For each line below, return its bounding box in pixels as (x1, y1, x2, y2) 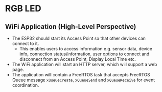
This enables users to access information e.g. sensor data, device (19, 46, 153, 51)
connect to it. (12, 41, 39, 46)
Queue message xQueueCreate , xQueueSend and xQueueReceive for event (12, 77, 155, 83)
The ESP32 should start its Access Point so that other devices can (12, 35, 146, 41)
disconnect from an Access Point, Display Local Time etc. (19, 56, 136, 62)
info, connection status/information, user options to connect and (19, 51, 150, 57)
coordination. (12, 82, 39, 88)
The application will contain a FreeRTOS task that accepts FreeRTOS (12, 72, 150, 77)
